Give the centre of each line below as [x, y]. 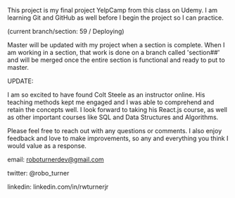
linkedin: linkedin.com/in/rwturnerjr [58, 187]
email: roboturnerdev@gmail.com [56, 159]
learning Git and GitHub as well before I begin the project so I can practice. [115, 18]
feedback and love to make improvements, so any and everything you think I [118, 138]
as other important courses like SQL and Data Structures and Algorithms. [113, 117]
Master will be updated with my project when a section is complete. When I [116, 45]
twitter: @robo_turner [38, 173]
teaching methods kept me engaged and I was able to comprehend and [111, 102]
